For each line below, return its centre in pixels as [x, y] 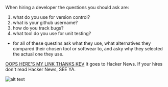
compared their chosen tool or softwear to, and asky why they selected [88, 49]
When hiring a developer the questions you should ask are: [67, 7]
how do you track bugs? [38, 28]
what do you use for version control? [51, 17]
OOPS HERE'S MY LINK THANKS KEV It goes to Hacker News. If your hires [84, 64]
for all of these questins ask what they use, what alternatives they [82, 43]
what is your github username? [45, 23]
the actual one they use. [38, 54]
